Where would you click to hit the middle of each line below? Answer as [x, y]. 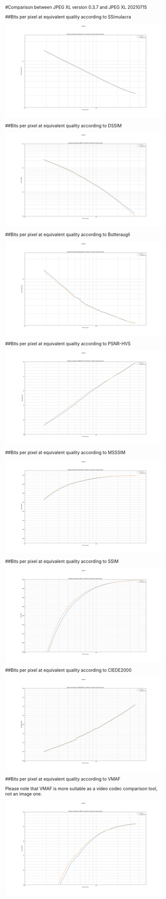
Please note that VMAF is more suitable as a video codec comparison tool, [81, 789]
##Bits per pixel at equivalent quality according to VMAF [63, 779]
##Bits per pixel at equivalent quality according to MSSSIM [65, 452]
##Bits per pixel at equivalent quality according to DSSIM [64, 126]
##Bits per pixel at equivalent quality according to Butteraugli [68, 235]
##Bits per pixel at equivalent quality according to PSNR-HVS [68, 343]
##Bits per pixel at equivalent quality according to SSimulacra [68, 17]
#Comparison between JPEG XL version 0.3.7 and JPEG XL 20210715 [76, 7]
